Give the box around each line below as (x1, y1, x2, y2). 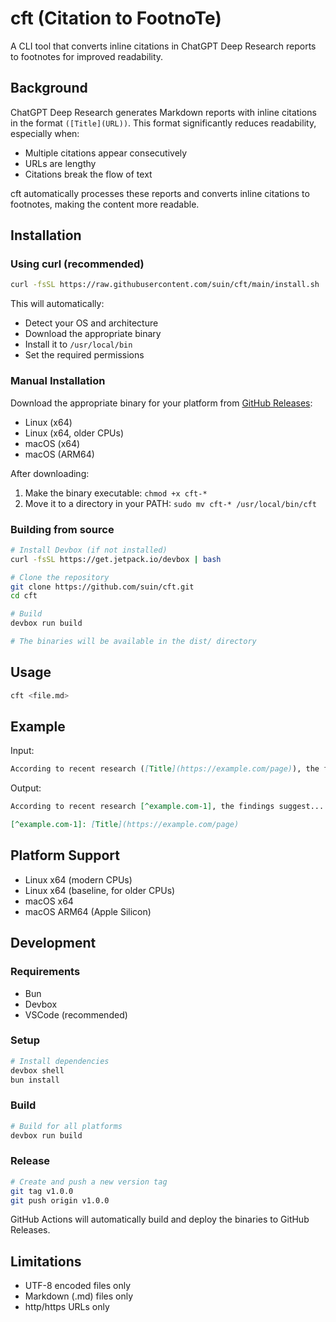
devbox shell (10, 1065, 65, 1076)
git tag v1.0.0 (10, 1186, 74, 1196)
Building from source (10, 522, 115, 536)
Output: (10, 782, 42, 794)
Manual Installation (10, 374, 106, 388)
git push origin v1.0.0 (10, 1195, 110, 1206)
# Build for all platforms (10, 1121, 123, 1131)
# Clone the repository (10, 572, 110, 582)
